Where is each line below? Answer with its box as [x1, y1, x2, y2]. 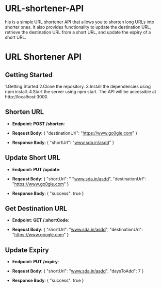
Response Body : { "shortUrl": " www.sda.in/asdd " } [12, 139, 114, 145]
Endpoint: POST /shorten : [12, 121, 65, 127]
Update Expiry [5, 246, 49, 254]
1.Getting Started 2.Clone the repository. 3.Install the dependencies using [5, 83, 151, 89]
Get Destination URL [5, 204, 67, 212]
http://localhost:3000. [5, 94, 48, 99]
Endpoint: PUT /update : [12, 166, 61, 172]
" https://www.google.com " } [12, 232, 69, 238]
